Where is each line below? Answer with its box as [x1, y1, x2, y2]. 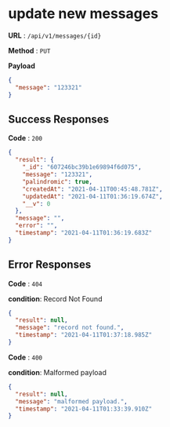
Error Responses [8, 258, 92, 272]
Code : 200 [8, 133, 43, 143]
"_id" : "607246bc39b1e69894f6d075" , [22, 163, 143, 171]
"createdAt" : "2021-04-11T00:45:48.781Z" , [22, 185, 163, 193]
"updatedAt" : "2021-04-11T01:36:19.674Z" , [22, 192, 163, 200]
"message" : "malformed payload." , [15, 397, 128, 405]
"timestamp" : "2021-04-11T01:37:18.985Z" [15, 331, 153, 339]
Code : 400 [8, 352, 43, 362]
